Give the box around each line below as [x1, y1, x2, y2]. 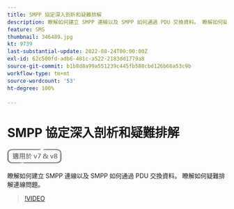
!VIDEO [24, 194, 45, 203]
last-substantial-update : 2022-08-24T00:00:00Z [7, 48, 148, 55]
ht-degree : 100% [7, 84, 54, 92]
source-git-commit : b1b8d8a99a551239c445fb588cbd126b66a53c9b [7, 63, 192, 70]
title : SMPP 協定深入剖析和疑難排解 [7, 11, 102, 18]
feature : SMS [7, 26, 45, 33]
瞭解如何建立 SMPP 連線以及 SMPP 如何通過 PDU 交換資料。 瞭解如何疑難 [7, 171, 219, 180]
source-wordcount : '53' [7, 77, 77, 84]
